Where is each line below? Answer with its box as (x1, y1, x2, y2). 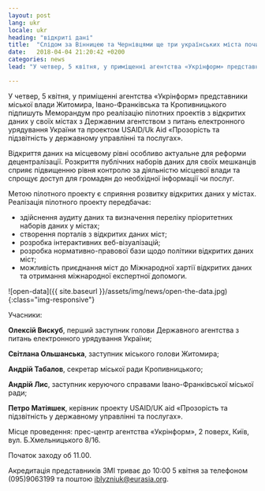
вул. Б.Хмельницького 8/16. (8, 435, 101, 445)
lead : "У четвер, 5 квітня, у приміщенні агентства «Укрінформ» (8, 63, 224, 71)
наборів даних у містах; (19, 221, 100, 230)
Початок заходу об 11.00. (8, 450, 92, 459)
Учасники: (8, 310, 43, 319)
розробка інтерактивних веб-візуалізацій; (19, 237, 161, 247)
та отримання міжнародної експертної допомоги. (19, 271, 188, 281)
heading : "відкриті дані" (8, 33, 93, 42)
